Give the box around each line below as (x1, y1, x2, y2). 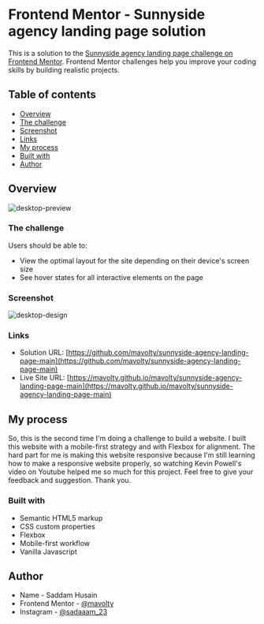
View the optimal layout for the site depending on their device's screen (19, 256, 250, 265)
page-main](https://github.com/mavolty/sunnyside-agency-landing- (19, 357, 241, 366)
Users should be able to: (8, 241, 88, 250)
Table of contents (8, 88, 96, 102)
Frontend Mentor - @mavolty (19, 599, 114, 608)
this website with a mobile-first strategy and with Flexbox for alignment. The (8, 442, 256, 451)
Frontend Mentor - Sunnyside (8, 6, 206, 24)
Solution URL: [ (19, 348, 69, 357)
